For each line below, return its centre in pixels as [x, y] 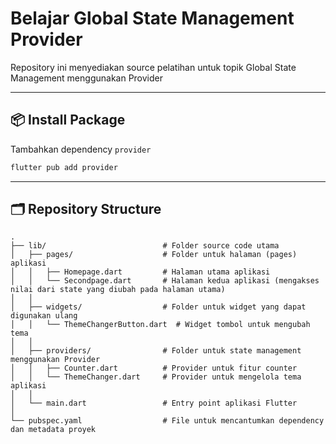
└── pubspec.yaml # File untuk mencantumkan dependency [167, 421]
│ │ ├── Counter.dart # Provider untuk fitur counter [154, 368]
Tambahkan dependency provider [81, 149]
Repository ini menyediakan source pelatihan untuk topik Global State [153, 67]
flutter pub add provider [64, 167]
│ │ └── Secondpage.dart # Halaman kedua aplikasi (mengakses [165, 281]
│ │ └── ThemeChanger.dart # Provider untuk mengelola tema [156, 377]
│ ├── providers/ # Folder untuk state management [156, 351]
